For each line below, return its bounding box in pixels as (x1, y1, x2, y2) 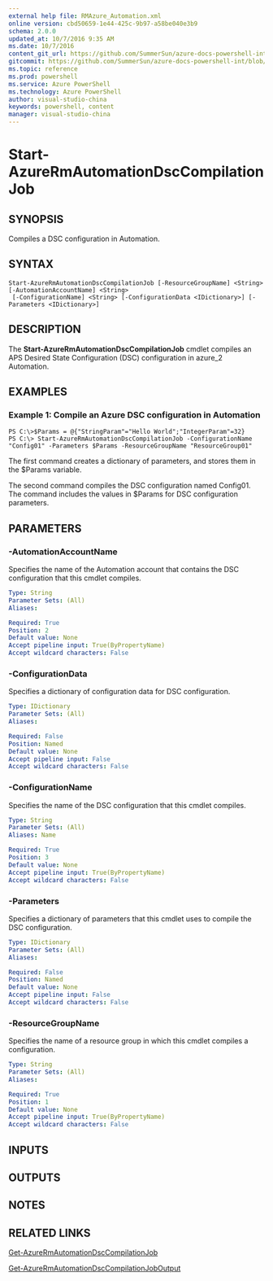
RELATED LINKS (8, 1226, 91, 1239)
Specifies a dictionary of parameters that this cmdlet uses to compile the (8, 913, 252, 924)
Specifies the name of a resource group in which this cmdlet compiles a (8, 1036, 249, 1046)
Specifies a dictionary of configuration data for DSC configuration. (8, 687, 231, 697)
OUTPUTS (8, 1170, 61, 1184)
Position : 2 (8, 626, 49, 635)
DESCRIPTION (8, 322, 81, 336)
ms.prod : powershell (8, 72, 79, 81)
